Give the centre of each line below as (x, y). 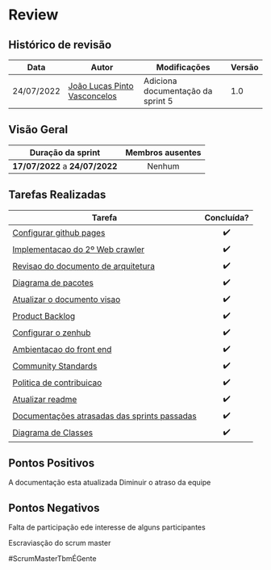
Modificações (183, 67)
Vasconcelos (92, 96)
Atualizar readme (45, 400)
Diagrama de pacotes (53, 283)
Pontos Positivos (52, 463)
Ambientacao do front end (62, 350)
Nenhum (163, 166)
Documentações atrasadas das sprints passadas (104, 416)
